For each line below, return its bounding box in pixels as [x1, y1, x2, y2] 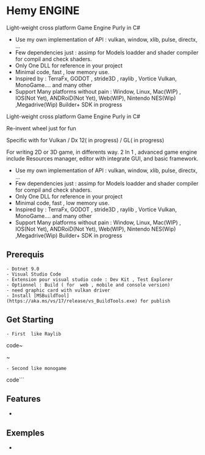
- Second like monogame [6, 365, 67, 371]
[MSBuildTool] [33, 292, 70, 299]
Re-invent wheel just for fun [6, 124, 76, 132]
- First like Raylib [6, 331, 62, 337]
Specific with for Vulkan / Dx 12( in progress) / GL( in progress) [6, 136, 165, 144]
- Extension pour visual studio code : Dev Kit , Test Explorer [6, 276, 173, 282]
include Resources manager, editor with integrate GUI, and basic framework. [6, 154, 199, 162]
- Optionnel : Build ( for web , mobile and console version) [6, 282, 171, 288]
